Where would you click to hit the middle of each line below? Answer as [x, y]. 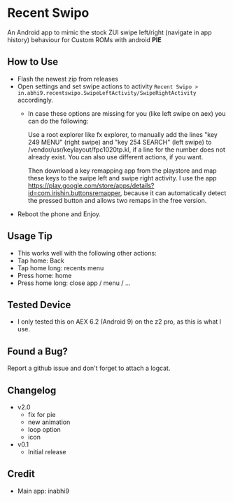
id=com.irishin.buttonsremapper [74, 193]
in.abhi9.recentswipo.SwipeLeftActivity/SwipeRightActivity [107, 93]
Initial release [47, 452]
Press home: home [44, 275]
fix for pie [42, 415]
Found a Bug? [38, 351]
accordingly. [35, 100]
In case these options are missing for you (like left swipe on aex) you [127, 113]
